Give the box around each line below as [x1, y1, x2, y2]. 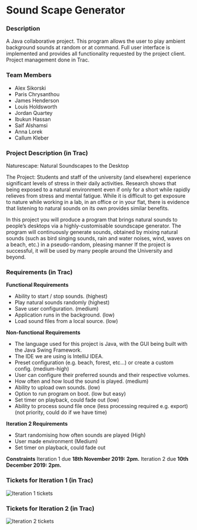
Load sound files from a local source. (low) [14, 318, 118, 325]
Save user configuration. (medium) [14, 305, 99, 312]
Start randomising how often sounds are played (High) [14, 432, 146, 439]
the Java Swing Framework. [14, 346, 82, 354]
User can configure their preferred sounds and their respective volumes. [14, 372, 190, 379]
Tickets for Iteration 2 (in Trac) [6, 504, 95, 512]
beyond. [6, 253, 26, 261]
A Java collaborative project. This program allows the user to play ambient [6, 38, 186, 45]
